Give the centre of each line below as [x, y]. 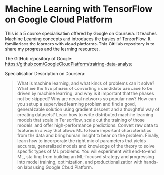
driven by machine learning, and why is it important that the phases [85, 93]
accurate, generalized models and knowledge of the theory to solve [86, 146]
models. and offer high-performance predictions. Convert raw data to [88, 125]
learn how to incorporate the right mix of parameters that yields [82, 141]
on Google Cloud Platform [59, 20]
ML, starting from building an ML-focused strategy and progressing [85, 156]
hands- [151, 162]
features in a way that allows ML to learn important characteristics [84, 130]
